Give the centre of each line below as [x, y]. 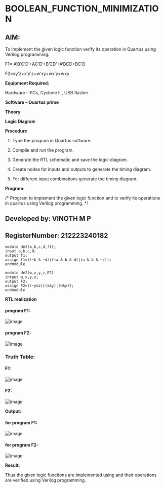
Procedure [16, 131]
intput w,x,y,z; [22, 277]
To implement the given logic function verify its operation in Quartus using [81, 49]
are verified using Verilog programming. [46, 480]
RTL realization [21, 299]
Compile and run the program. [43, 150]
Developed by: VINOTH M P [48, 219]
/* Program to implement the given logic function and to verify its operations [83, 198]
